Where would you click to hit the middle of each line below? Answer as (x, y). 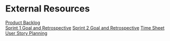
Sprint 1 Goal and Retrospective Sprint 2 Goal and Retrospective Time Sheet (85, 27)
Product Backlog (23, 22)
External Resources (48, 9)
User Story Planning (26, 33)
